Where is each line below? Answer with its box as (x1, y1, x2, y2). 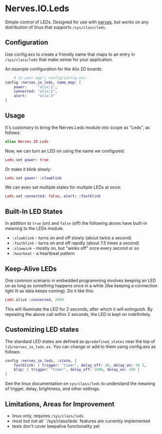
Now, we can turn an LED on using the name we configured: (5, 148, 125, 154)
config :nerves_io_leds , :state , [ (5, 358, 77, 363)
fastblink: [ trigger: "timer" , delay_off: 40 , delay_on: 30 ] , (14, 363, 146, 368)
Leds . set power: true (5, 157, 49, 162)
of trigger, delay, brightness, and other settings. (5, 386, 100, 392)
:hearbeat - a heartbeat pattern (12, 251, 75, 256)
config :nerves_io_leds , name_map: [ (5, 80, 81, 85)
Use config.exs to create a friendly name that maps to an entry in (5, 51, 135, 57)
